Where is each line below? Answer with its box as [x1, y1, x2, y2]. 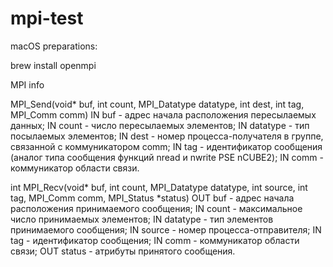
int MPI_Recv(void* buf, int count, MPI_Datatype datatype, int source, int [10, 181, 308, 193]
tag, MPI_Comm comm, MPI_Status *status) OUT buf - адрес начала [10, 192, 295, 204]
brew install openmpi [10, 59, 97, 71]
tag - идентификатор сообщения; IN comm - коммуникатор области [10, 234, 300, 246]
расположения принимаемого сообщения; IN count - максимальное [10, 202, 303, 214]
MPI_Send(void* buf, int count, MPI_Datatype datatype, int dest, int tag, [10, 98, 305, 110]
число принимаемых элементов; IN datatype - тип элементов [10, 213, 274, 225]
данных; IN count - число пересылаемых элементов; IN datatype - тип [10, 119, 310, 131]
